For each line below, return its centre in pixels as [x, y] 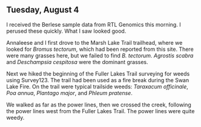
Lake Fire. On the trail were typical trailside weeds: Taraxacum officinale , [97, 86]
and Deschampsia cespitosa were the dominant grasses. [77, 62]
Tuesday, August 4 [43, 10]
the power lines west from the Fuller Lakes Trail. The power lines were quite [100, 111]
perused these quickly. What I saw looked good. [66, 31]
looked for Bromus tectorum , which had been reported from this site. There [100, 49]
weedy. [15, 117]
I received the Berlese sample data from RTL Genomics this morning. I [94, 24]
